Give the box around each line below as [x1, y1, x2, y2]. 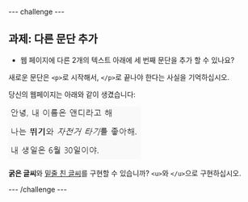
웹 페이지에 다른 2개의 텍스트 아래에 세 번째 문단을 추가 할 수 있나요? [19, 55, 235, 65]
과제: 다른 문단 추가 [8, 32, 99, 46]
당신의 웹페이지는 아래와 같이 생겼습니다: [8, 89, 136, 99]
